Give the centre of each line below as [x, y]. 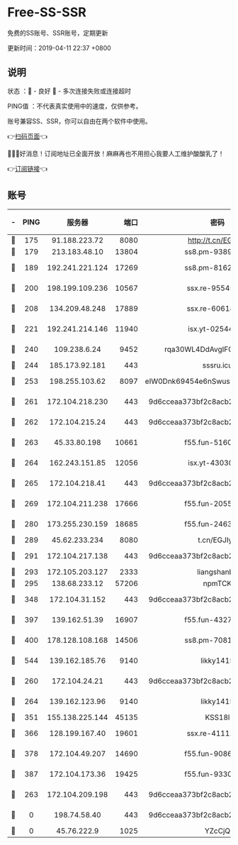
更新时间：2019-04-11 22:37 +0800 [59, 48]
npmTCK [217, 583]
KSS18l [217, 717]
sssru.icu [217, 365]
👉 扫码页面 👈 [28, 136]
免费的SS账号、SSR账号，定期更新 [58, 33]
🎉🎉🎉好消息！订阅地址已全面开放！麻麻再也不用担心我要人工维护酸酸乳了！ [116, 153]
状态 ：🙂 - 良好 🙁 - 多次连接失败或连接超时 [69, 91]
